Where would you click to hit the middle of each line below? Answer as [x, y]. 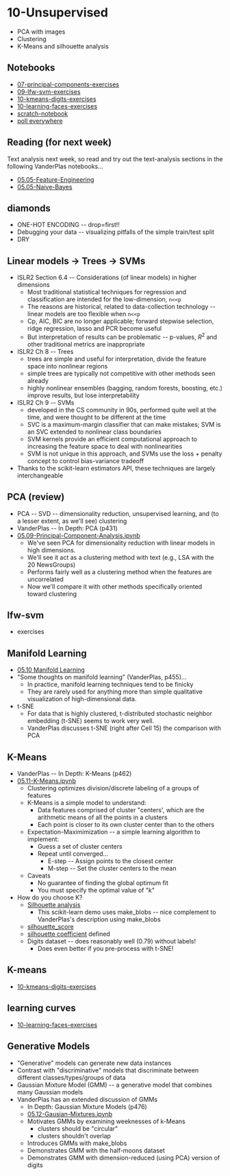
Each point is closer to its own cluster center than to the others [126, 825]
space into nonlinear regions [67, 366]
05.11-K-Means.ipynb [47, 781]
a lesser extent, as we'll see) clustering [72, 521]
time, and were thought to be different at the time [97, 417]
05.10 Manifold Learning [51, 670]
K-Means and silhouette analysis [63, 46]
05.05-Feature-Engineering [55, 179]
